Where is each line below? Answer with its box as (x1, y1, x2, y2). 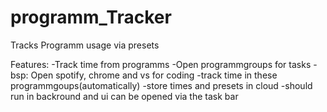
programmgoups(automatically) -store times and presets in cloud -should (10, 79, 313, 91)
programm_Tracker (10, 6, 172, 29)
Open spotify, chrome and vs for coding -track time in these (30, 69, 278, 81)
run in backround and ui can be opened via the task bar (10, 90, 239, 102)
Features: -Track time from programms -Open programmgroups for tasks (10, 58, 312, 70)
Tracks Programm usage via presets (10, 39, 160, 51)
